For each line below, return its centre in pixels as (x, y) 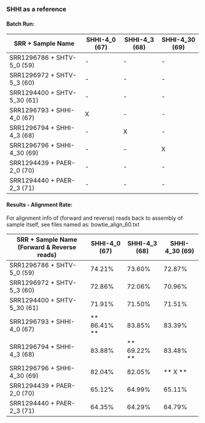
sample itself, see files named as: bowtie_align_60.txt (73, 225)
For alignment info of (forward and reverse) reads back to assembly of (95, 218)
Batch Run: (20, 24)
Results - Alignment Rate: (40, 204)
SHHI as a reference (37, 9)
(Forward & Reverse (47, 247)
